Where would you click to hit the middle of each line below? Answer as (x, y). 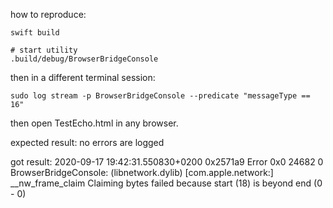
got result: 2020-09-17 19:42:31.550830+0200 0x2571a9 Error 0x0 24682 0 (167, 162)
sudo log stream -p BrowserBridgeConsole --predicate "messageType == (160, 96)
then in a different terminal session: (83, 77)
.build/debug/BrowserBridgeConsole (84, 59)
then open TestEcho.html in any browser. (94, 123)
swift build (35, 33)
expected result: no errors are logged (87, 142)
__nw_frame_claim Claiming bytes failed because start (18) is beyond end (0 (166, 183)
